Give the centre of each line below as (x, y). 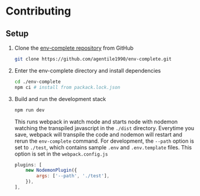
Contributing (38, 11)
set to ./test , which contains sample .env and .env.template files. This (103, 147)
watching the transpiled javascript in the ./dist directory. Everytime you (104, 128)
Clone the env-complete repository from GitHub (74, 48)
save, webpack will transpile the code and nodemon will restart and (98, 134)
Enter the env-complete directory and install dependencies (88, 70)
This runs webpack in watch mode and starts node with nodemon (96, 122)
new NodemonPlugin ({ (51, 171)
